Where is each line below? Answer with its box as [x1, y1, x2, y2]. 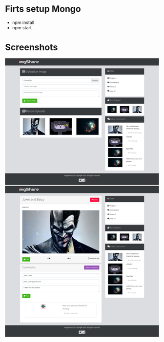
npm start [12, 24, 32, 30]
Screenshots [5, 42, 58, 53]
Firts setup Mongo [5, 3, 82, 15]
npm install [12, 19, 35, 25]
